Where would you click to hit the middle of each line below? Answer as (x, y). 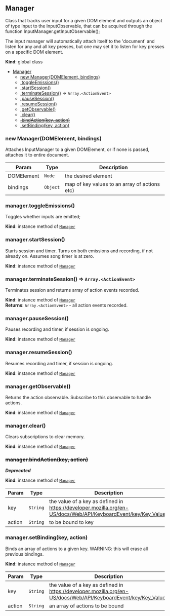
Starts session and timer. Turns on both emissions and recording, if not (79, 251)
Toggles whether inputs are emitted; (43, 217)
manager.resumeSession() (39, 353)
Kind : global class (24, 62)
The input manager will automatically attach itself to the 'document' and (80, 41)
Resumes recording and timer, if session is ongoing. (59, 363)
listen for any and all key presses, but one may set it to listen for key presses (85, 46)
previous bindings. (25, 554)
